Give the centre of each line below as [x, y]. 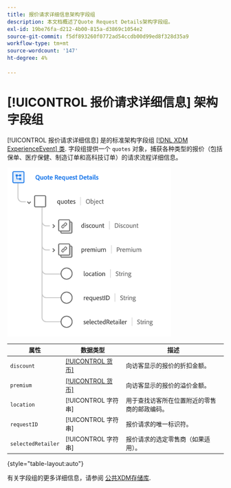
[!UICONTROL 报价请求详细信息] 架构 [113, 102]
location [23, 405]
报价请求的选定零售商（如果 [165, 439]
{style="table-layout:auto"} [45, 463]
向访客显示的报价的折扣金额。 [168, 365]
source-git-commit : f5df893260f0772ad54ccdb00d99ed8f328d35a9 [98, 36]
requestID [24, 424]
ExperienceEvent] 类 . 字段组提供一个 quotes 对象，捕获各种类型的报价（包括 [115, 149]
